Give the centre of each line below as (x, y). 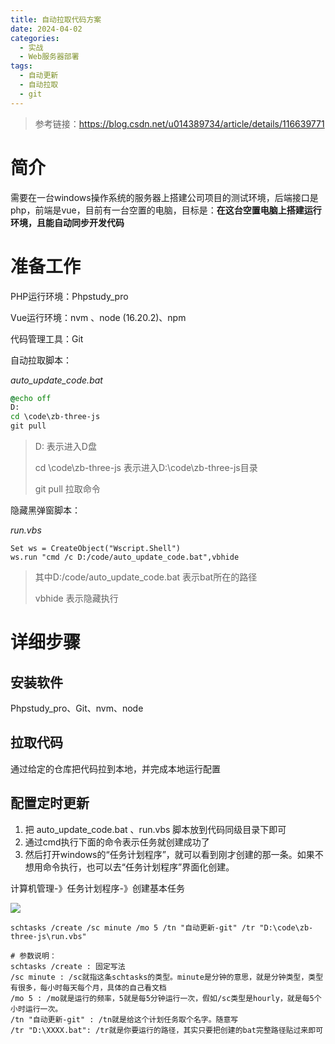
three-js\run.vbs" (48, 936)
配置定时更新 (50, 803)
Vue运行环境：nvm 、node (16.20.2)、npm (98, 317)
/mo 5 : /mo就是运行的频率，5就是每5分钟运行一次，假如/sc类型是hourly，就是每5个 (166, 998)
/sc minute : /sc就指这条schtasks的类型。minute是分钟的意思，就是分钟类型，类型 (167, 977)
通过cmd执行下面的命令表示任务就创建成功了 (117, 842)
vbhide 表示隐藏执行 (76, 598)
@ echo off (31, 398)
